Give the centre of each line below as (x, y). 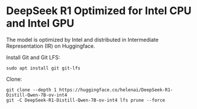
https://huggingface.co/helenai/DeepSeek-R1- (116, 90)
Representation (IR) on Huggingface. (51, 46)
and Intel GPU (40, 23)
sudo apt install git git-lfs (43, 68)
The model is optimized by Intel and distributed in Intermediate (82, 39)
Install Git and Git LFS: (33, 57)
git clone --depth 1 (32, 90)
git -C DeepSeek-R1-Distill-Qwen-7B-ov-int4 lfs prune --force (86, 100)
